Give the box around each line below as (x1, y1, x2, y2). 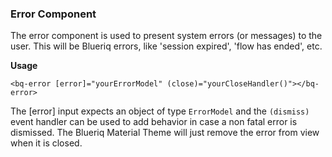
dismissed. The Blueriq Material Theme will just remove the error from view (10, 127, 320, 139)
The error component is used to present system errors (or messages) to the (10, 30, 323, 42)
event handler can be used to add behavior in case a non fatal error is (10, 116, 298, 128)
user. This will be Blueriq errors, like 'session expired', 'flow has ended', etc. (10, 40, 323, 52)
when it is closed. (10, 137, 83, 149)
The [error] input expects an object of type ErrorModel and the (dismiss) (10, 105, 310, 117)
